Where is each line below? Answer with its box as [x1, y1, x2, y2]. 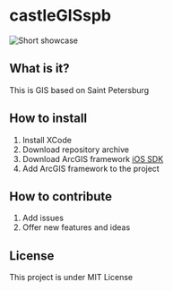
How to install [9, 111, 88, 126]
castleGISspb [9, 5, 112, 26]
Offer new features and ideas [22, 222, 131, 233]
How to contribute [9, 189, 113, 204]
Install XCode [22, 134, 72, 145]
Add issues [22, 212, 65, 224]
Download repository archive [22, 144, 130, 155]
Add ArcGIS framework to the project [22, 163, 160, 174]
